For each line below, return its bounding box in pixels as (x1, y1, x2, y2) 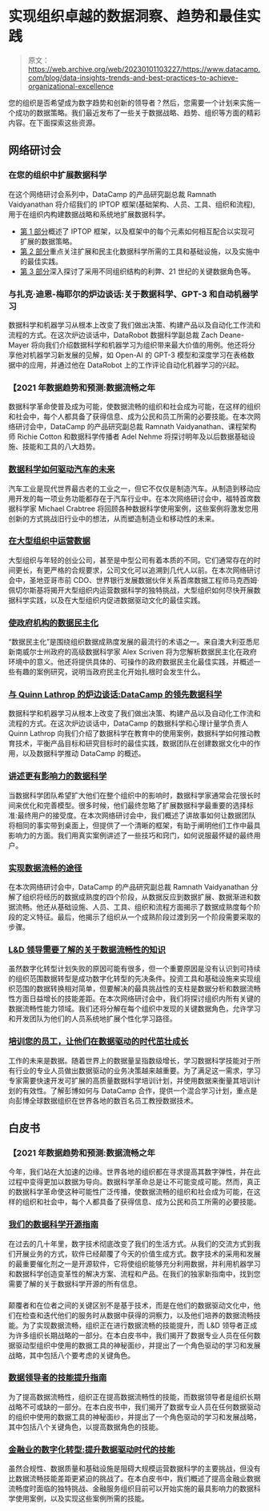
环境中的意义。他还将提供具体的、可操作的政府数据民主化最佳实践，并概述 (8, 657, 254, 667)
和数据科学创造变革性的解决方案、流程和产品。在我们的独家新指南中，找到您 (8, 1268, 261, 1278)
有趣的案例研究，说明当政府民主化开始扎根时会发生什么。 (14, 667, 205, 677)
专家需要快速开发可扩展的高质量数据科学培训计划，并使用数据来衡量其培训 (8, 1075, 254, 1085)
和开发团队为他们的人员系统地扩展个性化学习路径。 (8, 1014, 177, 1023)
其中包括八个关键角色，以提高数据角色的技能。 (8, 1422, 163, 1432)
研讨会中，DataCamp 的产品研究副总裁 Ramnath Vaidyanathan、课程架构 (14, 422, 256, 432)
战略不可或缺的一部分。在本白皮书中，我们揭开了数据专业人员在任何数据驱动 (8, 1402, 261, 1412)
